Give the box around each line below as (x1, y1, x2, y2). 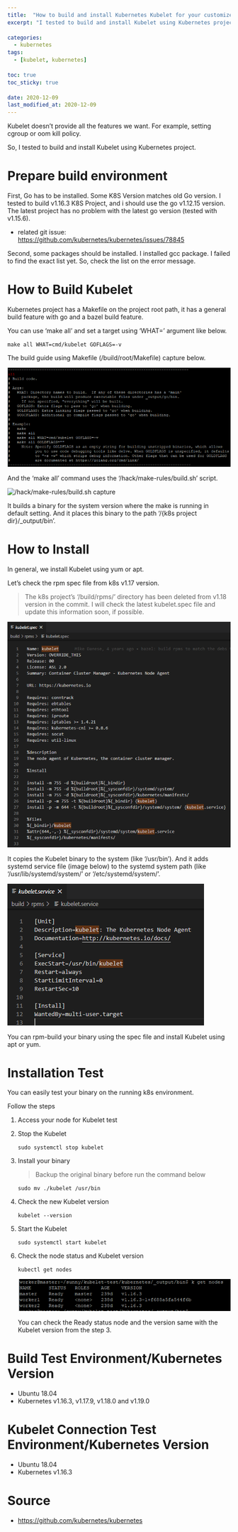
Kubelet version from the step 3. (17, 1326, 112, 1334)
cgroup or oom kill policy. (7, 129, 81, 138)
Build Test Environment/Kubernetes (7, 1351, 222, 1367)
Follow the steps (7, 1102, 55, 1111)
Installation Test (7, 1064, 104, 1081)
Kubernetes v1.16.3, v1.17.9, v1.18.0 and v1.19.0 (17, 1396, 150, 1405)
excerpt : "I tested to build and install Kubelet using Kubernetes (7, 18, 211, 26)
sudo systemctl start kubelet (17, 1239, 108, 1246)
